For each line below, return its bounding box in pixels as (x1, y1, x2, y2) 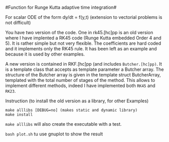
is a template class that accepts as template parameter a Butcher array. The (5, 66, 164, 72)
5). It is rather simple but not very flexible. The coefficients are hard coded (5, 40, 161, 46)
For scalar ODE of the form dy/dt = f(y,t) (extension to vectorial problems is (5, 14, 162, 20)
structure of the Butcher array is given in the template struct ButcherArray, (5, 72, 161, 78)
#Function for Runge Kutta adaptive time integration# (5, 5, 117, 10)
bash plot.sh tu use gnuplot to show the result (5, 131, 103, 137)
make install (5, 112, 33, 117)
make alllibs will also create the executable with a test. (5, 121, 122, 127)
